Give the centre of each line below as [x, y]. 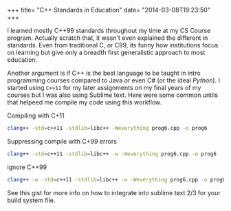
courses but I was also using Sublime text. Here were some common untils [113, 95]
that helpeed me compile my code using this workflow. [85, 102]
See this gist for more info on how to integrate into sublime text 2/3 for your [114, 192]
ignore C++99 [27, 167]
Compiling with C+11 [36, 115]
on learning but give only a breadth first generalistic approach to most [106, 52]
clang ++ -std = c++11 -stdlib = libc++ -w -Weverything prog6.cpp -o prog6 [112, 154]
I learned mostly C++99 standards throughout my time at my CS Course [109, 31]
